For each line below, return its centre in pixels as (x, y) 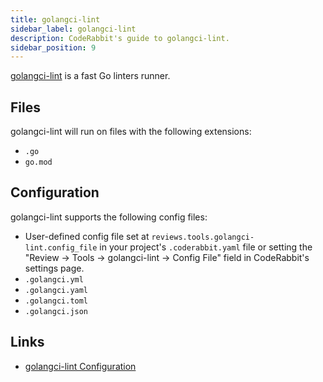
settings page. (54, 268)
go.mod (38, 162)
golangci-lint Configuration (80, 366)
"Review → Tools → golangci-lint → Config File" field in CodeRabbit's (167, 257)
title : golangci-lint (55, 19)
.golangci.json (56, 311)
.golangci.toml (56, 301)
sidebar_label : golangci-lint (73, 29)
